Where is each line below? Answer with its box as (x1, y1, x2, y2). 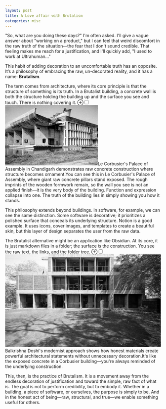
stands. (5, 198, 21, 204)
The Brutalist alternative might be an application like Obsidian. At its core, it (5, 238, 158, 244)
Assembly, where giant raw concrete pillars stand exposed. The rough (5, 177, 148, 182)
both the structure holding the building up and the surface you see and (5, 94, 149, 100)
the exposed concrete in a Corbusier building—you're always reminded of (5, 359, 156, 364)
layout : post (5, 8, 32, 13)
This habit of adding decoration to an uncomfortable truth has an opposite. (5, 63, 157, 69)
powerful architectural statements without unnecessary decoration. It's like (5, 353, 157, 359)
